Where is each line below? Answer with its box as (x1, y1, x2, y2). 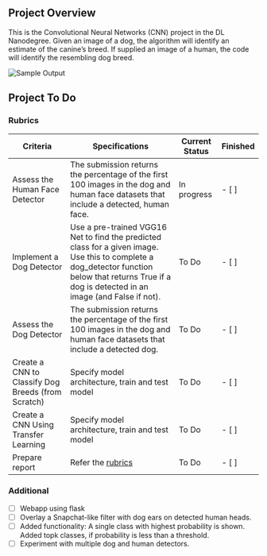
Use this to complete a (70, 251, 154, 262)
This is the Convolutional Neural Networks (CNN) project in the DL (8, 27, 225, 37)
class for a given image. (70, 241, 159, 253)
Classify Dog (12, 376, 60, 388)
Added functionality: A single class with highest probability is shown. (19, 521, 246, 531)
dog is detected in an (70, 281, 149, 292)
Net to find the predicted (70, 231, 161, 242)
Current (181, 135, 212, 146)
